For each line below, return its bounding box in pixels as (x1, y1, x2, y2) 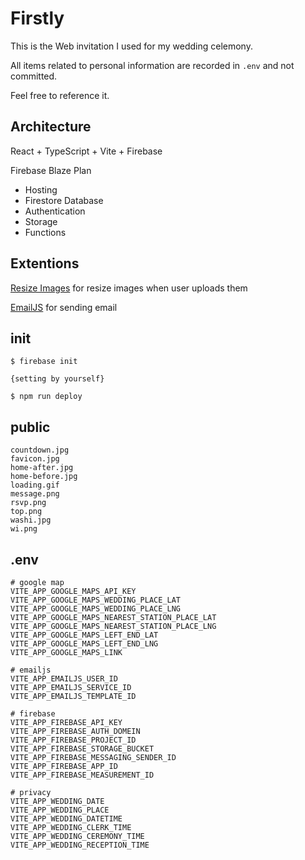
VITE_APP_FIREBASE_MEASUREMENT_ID (10, 770, 155, 780)
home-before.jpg (10, 472, 78, 482)
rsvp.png (10, 498, 47, 508)
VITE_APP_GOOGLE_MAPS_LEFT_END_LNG (10, 639, 159, 649)
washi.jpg (10, 515, 52, 526)
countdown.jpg (10, 445, 70, 456)
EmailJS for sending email (10, 301, 118, 313)
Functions (24, 226, 67, 238)
